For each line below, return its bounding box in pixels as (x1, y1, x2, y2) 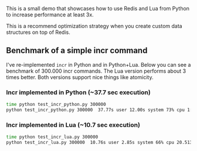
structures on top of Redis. (6, 29, 70, 36)
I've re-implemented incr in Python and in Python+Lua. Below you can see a (6, 61, 191, 68)
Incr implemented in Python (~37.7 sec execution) (6, 88, 151, 96)
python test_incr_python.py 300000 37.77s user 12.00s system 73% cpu (6, 107, 185, 113)
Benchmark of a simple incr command (6, 46, 148, 56)
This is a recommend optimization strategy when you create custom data (6, 23, 183, 29)
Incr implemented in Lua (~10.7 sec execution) (6, 121, 141, 129)
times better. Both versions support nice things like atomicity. (6, 73, 154, 81)
